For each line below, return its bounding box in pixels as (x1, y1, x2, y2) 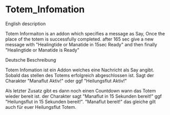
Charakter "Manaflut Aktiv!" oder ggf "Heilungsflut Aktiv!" (5, 78, 127, 84)
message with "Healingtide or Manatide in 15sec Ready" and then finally (5, 41, 157, 47)
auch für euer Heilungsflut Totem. (5, 104, 77, 110)
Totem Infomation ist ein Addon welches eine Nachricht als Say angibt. (5, 67, 155, 73)
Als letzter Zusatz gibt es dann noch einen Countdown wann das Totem (5, 87, 156, 93)
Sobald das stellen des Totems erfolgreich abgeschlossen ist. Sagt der (5, 72, 155, 78)
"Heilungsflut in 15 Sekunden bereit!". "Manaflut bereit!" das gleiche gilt (5, 99, 156, 105)
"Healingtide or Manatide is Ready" (5, 47, 79, 53)
